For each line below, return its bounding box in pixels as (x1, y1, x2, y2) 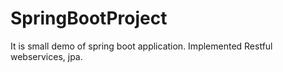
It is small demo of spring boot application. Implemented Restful (10, 40, 273, 52)
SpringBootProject (10, 7, 168, 30)
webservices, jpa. (10, 50, 83, 62)
